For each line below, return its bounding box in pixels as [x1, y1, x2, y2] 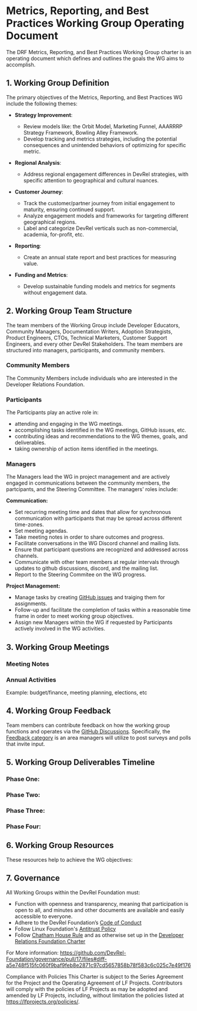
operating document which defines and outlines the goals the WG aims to [6, 55, 184, 62]
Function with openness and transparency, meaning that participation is [14, 900, 189, 907]
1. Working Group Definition [6, 78, 110, 88]
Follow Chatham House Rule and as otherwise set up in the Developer [14, 931, 184, 939]
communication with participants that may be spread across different [14, 515, 182, 522]
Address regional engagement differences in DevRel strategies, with [23, 171, 189, 178]
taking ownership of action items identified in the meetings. [14, 445, 159, 452]
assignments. [14, 600, 48, 607]
